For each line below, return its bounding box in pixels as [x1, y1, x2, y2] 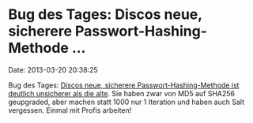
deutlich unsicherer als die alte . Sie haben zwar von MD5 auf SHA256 [8, 88, 236, 98]
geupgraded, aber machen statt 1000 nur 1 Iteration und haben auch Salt [8, 97, 245, 106]
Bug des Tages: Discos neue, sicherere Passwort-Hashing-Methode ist [8, 80, 240, 90]
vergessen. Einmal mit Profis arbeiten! [8, 105, 132, 115]
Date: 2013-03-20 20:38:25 [8, 65, 99, 74]
